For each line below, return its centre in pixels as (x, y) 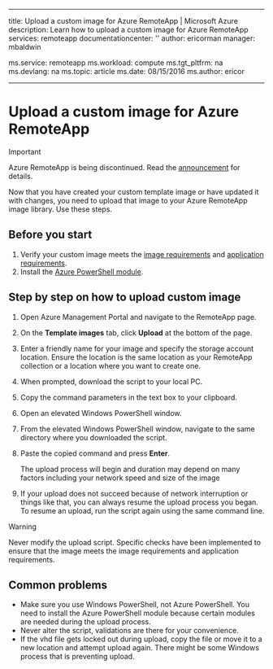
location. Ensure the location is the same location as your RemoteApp (136, 357)
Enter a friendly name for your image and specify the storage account (137, 348)
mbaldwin (25, 47)
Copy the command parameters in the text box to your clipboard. (129, 397)
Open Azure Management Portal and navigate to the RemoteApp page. (138, 317)
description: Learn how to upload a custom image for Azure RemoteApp (129, 30)
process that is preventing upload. (78, 657)
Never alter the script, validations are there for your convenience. (130, 631)
